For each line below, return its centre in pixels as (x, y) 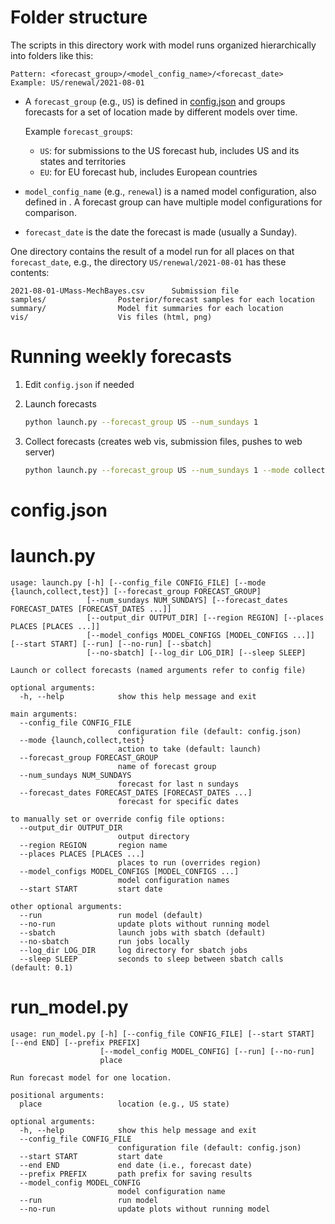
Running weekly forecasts (121, 357)
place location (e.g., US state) (124, 1104)
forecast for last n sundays (178, 784)
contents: (30, 272)
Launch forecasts (60, 403)
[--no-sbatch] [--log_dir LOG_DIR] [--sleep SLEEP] (196, 652)
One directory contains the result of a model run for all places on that (152, 251)
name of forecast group (167, 766)
